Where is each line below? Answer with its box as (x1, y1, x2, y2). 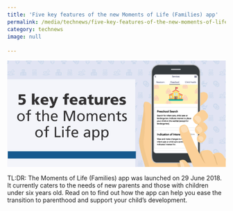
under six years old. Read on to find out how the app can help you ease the (7, 188, 222, 196)
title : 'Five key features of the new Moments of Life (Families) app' (7, 11, 218, 18)
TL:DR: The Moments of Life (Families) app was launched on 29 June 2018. (7, 174, 222, 182)
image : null (7, 33, 42, 40)
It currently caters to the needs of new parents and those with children (7, 181, 209, 190)
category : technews (7, 26, 64, 33)
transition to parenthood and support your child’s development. (7, 196, 188, 204)
